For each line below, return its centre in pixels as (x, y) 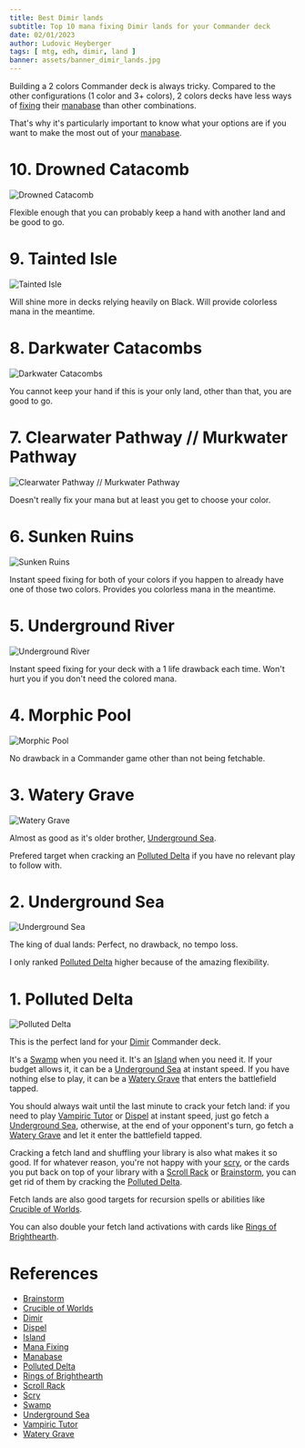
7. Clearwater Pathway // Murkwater (149, 437)
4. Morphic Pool (71, 715)
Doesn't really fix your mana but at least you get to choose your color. (140, 500)
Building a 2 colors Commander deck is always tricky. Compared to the (142, 86)
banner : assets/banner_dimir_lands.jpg (85, 60)
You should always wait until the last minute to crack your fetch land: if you (150, 1106)
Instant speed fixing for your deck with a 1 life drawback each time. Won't (147, 668)
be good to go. (37, 222)
